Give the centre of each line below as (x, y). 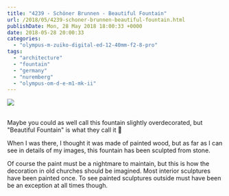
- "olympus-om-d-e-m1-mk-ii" (55, 83)
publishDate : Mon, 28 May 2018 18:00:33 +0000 (75, 26)
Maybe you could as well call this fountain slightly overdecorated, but (105, 123)
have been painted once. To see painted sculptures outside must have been (114, 178)
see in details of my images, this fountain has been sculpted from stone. (109, 150)
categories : (24, 39)
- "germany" (31, 70)
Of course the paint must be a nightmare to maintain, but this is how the (108, 164)
